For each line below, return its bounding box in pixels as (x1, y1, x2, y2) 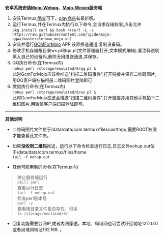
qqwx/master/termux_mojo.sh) (12, 36, 72, 41)
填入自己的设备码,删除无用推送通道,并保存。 (12, 54, 101, 59)
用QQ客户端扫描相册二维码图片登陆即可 (12, 77, 92, 83)
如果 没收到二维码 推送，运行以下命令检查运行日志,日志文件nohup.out (12, 143, 151, 149)
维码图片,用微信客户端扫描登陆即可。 (12, 101, 87, 107)
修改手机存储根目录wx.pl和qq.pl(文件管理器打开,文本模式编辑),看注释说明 (12, 48, 160, 53)
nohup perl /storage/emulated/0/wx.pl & (12, 90, 96, 95)
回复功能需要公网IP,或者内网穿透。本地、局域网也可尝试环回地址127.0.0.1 (12, 221, 159, 226)
